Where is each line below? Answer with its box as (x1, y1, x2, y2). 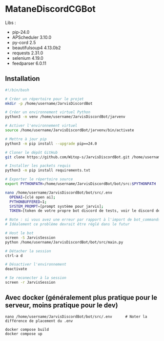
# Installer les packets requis (5, 163, 71, 169)
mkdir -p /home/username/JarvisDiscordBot (5, 101, 93, 106)
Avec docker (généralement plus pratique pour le (5, 293, 158, 302)
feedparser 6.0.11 (12, 60, 46, 66)
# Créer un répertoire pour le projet (5, 97, 84, 101)
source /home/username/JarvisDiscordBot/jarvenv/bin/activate (5, 128, 134, 133)
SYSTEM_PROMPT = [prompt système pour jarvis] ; (9, 204, 104, 209)
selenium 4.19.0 (12, 55, 43, 61)
